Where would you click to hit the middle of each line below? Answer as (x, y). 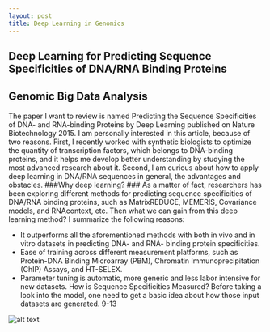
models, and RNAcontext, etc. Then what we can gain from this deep (123, 211)
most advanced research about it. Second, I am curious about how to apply (133, 168)
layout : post (30, 16)
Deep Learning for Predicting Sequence (110, 56)
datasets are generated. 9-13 (68, 304)
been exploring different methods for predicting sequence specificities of (130, 193)
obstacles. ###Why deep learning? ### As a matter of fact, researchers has (135, 185)
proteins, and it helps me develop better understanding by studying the (127, 159)
